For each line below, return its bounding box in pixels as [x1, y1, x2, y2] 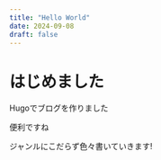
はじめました [9, 71, 105, 92]
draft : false [9, 30, 58, 39]
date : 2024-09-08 [9, 22, 75, 31]
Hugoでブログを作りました [9, 102, 109, 113]
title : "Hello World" [9, 13, 91, 22]
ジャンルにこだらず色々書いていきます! [9, 141, 153, 152]
